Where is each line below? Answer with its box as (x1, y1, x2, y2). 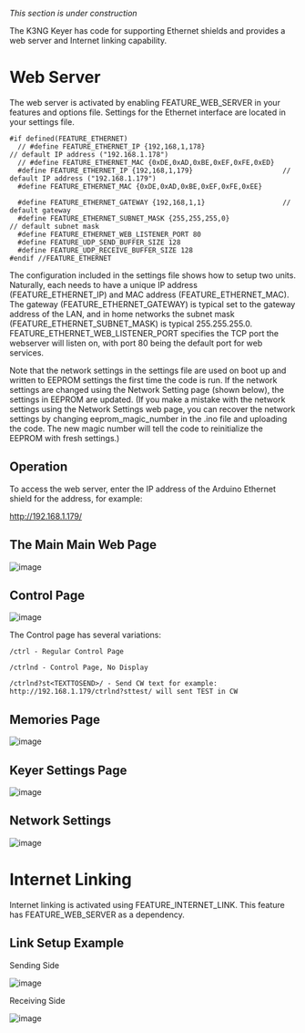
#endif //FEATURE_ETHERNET (9, 253, 112, 263)
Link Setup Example (9, 935, 125, 951)
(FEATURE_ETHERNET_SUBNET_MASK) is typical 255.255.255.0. (9, 318, 253, 329)
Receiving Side (9, 995, 66, 1006)
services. (9, 346, 44, 358)
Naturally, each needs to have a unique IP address (9, 279, 198, 290)
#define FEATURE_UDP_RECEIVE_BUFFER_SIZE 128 (17, 245, 194, 254)
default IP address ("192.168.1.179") (9, 173, 157, 183)
